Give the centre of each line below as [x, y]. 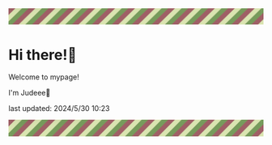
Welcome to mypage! [44, 77]
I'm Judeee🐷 [30, 93]
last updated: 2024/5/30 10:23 [59, 109]
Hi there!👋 [42, 55]
